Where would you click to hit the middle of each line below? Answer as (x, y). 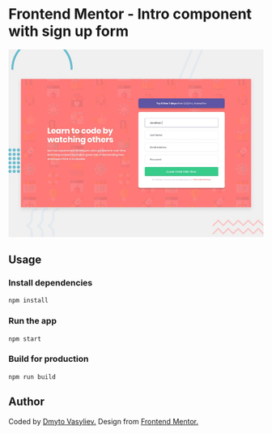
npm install (28, 301)
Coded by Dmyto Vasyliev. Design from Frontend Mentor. (103, 421)
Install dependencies (51, 282)
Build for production (49, 359)
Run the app (32, 321)
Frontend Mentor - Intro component (130, 14)
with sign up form (69, 31)
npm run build (32, 377)
